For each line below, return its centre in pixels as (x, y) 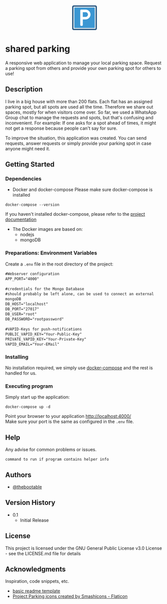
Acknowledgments (36, 569)
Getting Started (30, 165)
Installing (17, 357)
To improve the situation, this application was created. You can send (76, 138)
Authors (18, 475)
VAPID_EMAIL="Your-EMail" (32, 344)
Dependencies (23, 179)
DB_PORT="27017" (22, 309)
